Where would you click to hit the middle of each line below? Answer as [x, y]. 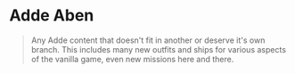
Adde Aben [52, 16]
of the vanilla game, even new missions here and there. [132, 59]
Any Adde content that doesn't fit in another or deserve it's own [148, 40]
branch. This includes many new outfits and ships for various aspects [159, 49]
